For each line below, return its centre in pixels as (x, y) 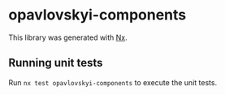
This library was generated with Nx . (68, 37)
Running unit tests (56, 63)
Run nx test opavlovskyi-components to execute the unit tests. (113, 82)
